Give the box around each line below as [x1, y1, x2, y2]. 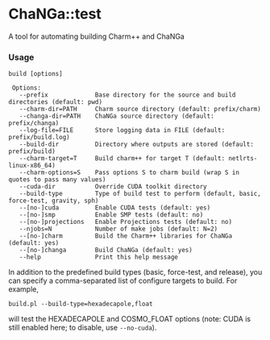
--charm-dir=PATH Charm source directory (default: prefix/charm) [19, 106, 262, 114]
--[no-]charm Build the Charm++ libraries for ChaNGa [19, 232, 232, 240]
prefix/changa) [8, 119, 60, 127]
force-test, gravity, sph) [8, 197, 99, 205]
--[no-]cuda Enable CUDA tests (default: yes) [19, 204, 211, 212]
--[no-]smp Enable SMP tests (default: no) [19, 211, 204, 219]
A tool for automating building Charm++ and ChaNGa [8, 31, 185, 41]
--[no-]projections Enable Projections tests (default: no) [19, 218, 232, 226]
